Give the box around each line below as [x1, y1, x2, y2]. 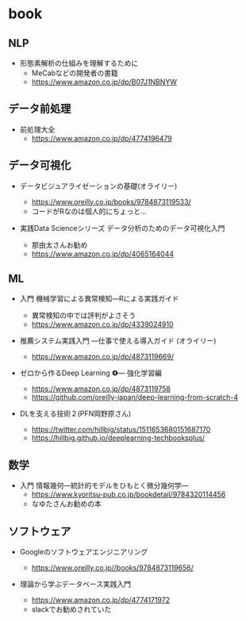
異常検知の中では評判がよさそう [31, 311, 136, 320]
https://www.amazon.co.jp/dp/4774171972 [31, 596, 171, 605]
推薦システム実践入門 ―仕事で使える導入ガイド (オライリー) [19, 336, 217, 346]
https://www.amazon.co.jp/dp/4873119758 [31, 384, 171, 393]
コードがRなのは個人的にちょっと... [31, 206, 147, 216]
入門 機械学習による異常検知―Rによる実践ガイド [19, 294, 179, 304]
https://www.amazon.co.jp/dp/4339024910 [31, 320, 174, 329]
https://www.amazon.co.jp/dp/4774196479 [31, 133, 173, 143]
